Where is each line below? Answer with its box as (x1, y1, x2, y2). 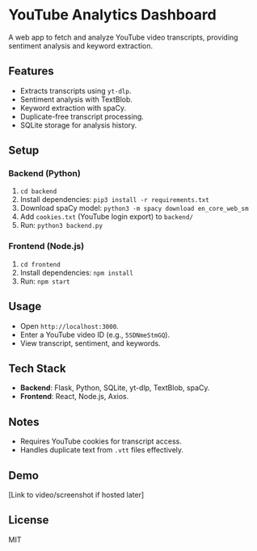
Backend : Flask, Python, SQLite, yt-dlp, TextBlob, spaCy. (19, 383, 210, 393)
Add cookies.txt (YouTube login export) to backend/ (19, 212, 194, 221)
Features (8, 65, 54, 78)
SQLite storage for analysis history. (19, 120, 137, 130)
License (8, 513, 49, 527)
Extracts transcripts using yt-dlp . (19, 86, 132, 95)
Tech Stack (8, 361, 66, 375)
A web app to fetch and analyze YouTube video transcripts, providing (8, 32, 238, 42)
